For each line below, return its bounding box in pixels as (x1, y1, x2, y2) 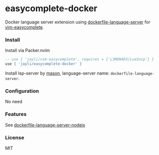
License (5, 134, 24, 141)
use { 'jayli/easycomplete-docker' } (5, 61, 82, 66)
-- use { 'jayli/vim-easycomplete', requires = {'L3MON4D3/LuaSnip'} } (5, 57, 154, 62)
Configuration (5, 87, 39, 94)
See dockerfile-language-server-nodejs (5, 122, 86, 128)
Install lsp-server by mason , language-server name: (5, 70, 110, 76)
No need (5, 98, 23, 105)
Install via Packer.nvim (5, 47, 50, 54)
